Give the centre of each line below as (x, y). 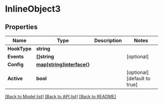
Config (16, 64)
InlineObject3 (33, 9)
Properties (21, 27)
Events (16, 57)
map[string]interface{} (63, 64)
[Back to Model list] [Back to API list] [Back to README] (61, 96)
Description (108, 41)
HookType (19, 49)
